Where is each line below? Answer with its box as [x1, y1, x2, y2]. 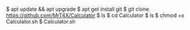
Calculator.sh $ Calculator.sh [6, 18, 76, 25]
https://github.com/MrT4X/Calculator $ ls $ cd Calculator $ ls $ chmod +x [6, 12, 185, 19]
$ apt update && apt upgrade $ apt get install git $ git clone [6, 6, 150, 12]
